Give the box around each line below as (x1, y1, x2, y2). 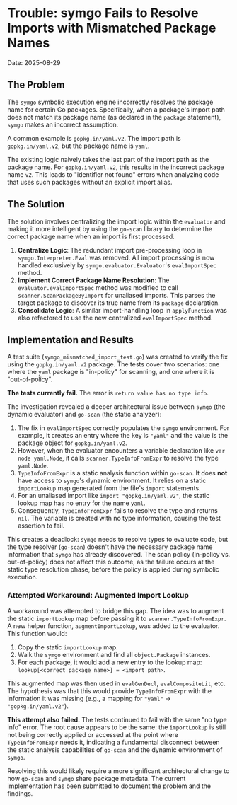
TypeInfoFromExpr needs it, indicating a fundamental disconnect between (7, 738, 221, 746)
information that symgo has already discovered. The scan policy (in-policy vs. (7, 550, 231, 559)
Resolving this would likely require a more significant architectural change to (7, 766, 230, 775)
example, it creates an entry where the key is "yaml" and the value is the (17, 432, 229, 440)
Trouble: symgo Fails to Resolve (7, 5, 199, 21)
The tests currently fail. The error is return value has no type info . (7, 389, 209, 398)
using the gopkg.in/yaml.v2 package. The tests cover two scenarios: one (7, 360, 220, 369)
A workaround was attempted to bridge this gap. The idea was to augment (7, 606, 224, 615)
